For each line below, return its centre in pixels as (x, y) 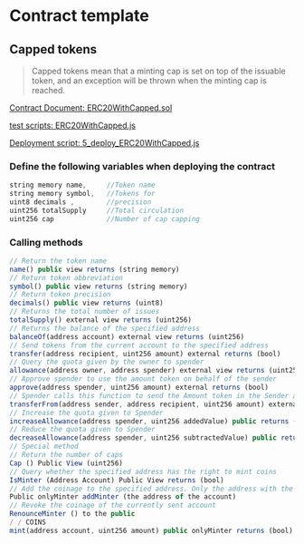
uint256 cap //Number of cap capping (105, 219)
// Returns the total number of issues (85, 312)
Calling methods (46, 242)
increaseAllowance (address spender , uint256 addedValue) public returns (149, 421)
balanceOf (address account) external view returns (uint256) (127, 336)
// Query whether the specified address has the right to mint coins (143, 471)
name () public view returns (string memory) (95, 269)
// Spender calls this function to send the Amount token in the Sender (149, 395)
